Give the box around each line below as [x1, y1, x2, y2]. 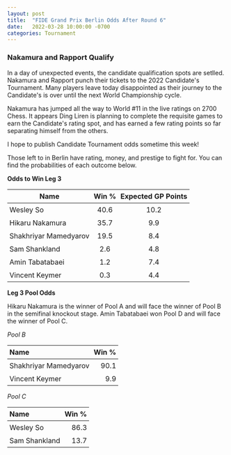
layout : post [7, 10, 45, 17]
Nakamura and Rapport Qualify [7, 53, 115, 63]
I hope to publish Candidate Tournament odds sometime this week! [7, 140, 200, 148]
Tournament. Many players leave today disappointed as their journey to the [7, 83, 223, 91]
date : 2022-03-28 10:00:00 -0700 [7, 23, 111, 30]
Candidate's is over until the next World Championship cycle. [7, 91, 182, 99]
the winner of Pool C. [7, 316, 68, 325]
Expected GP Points [120, 191, 188, 201]
